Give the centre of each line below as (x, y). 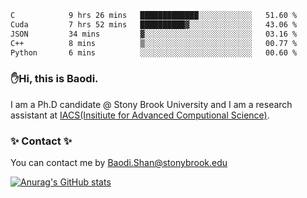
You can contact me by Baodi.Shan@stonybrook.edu (119, 162)
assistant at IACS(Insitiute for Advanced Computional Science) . (140, 115)
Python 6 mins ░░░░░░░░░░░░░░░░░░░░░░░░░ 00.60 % (154, 52)
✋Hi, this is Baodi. (54, 79)
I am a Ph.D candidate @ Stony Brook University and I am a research (151, 104)
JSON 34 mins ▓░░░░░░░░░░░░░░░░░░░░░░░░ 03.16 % (154, 34)
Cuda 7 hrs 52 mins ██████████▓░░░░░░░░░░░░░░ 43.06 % (154, 24)
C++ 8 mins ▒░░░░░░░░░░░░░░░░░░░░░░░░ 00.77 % (154, 43)
